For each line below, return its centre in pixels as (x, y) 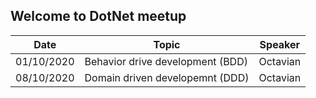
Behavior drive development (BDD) (166, 61)
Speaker (280, 44)
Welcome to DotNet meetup (98, 16)
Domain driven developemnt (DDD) (167, 77)
